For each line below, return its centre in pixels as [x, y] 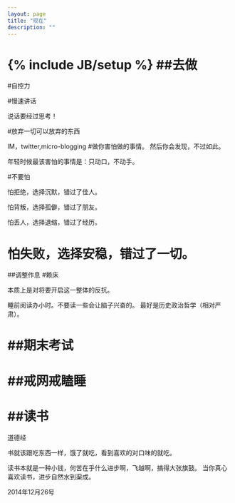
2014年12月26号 [31, 492]
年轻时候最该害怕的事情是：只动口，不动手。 [73, 162]
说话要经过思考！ [32, 116]
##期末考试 [41, 346]
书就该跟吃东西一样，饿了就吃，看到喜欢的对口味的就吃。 [92, 452]
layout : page [27, 14]
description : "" [31, 27]
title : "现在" [27, 21]
